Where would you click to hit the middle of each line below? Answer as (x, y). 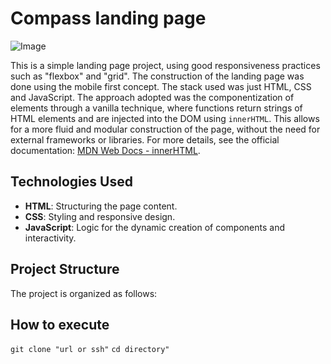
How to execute (60, 324)
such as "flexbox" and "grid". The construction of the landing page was (157, 76)
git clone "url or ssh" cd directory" (90, 350)
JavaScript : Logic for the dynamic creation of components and (155, 227)
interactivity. (50, 238)
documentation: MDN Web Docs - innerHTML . (105, 150)
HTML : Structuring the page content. (101, 206)
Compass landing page (108, 18)
